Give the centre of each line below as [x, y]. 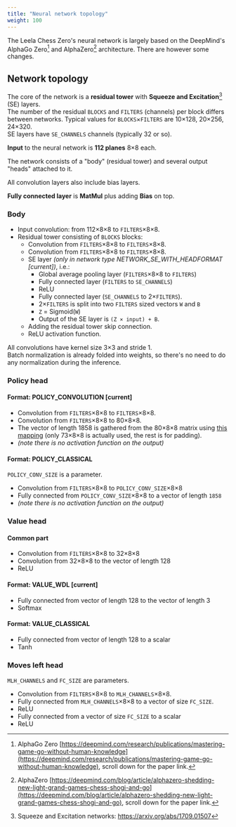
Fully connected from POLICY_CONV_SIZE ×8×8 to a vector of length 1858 [119, 495]
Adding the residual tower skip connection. [90, 326]
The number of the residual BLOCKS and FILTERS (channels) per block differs [116, 111]
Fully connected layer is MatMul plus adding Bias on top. [91, 196]
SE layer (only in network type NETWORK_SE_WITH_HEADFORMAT [125, 259]
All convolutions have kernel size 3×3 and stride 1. [80, 347]
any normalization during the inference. [64, 362]
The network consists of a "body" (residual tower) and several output [107, 161]
